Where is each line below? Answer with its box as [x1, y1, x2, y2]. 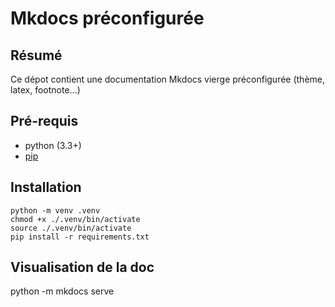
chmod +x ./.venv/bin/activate [10, 214, 141, 224]
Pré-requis [10, 113, 79, 130]
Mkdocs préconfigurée [10, 7, 205, 30]
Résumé [10, 47, 63, 64]
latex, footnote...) [10, 84, 81, 96]
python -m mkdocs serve [10, 285, 115, 297]
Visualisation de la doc [10, 259, 155, 276]
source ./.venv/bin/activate [10, 223, 132, 233]
